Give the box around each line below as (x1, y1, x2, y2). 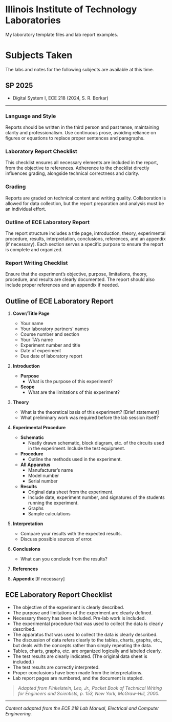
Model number (28, 472, 59, 478)
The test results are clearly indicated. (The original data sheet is (12, 653, 147, 659)
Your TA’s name (20, 336, 53, 343)
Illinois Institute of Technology (5, 4, 137, 15)
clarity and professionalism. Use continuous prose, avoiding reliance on (5, 129, 156, 135)
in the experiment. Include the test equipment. (28, 445, 125, 451)
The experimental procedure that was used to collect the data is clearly (12, 620, 163, 627)
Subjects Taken (5, 50, 73, 61)
